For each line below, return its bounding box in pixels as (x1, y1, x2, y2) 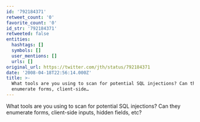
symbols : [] (11, 48, 42, 54)
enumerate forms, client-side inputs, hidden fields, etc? (6, 108, 142, 116)
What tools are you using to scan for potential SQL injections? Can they (6, 102, 180, 110)
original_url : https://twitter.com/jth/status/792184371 (6, 64, 151, 70)
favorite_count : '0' (6, 20, 58, 26)
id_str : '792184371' (6, 25, 58, 32)
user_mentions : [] (11, 53, 58, 59)
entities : (6, 36, 31, 42)
